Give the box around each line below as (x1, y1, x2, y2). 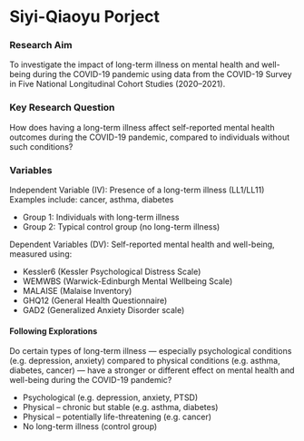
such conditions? (9, 141, 74, 152)
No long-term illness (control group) (22, 421, 158, 432)
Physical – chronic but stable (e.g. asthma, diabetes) (22, 402, 219, 413)
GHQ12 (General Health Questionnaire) (22, 295, 168, 306)
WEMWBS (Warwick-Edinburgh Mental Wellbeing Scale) (22, 276, 233, 287)
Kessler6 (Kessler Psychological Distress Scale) (22, 266, 201, 278)
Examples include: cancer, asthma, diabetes (9, 194, 174, 205)
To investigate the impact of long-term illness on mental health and (9, 59, 260, 70)
